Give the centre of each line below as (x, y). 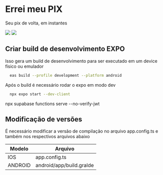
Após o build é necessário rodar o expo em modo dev (60, 85)
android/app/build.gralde (65, 166)
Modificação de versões (44, 119)
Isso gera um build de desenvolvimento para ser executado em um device (81, 61)
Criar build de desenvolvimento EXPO (65, 49)
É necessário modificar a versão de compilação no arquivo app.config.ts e (82, 131)
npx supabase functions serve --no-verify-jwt (52, 104)
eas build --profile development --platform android (66, 75)
